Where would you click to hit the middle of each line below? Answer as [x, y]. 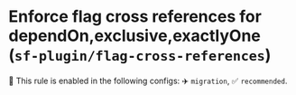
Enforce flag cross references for [135, 17]
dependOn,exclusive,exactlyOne [134, 36]
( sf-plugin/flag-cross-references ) [140, 55]
